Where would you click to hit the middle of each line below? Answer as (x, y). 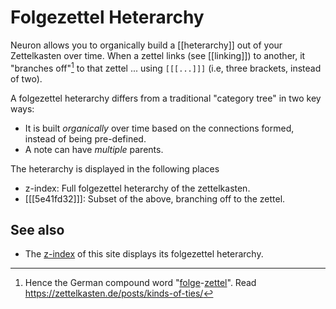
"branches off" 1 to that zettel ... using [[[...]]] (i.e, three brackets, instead (166, 67)
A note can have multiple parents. (94, 149)
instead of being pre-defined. (85, 138)
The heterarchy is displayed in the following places (115, 168)
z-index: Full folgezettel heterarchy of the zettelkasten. (137, 188)
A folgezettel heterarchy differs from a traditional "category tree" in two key (166, 98)
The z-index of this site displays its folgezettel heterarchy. (144, 254)
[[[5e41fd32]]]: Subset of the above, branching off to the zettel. (155, 198)
